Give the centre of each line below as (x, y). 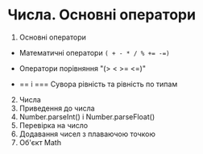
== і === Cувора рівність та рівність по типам (98, 84)
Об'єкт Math (40, 142)
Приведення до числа (57, 108)
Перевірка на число (54, 125)
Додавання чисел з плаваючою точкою (87, 134)
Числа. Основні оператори (102, 15)
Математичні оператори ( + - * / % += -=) (94, 52)
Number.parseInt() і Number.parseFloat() (87, 117)
